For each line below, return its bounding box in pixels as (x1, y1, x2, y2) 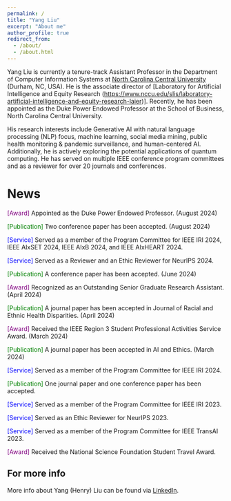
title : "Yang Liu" (7, 17, 60, 23)
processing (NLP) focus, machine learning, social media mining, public (7, 132, 208, 140)
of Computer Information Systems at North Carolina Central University (7, 75, 207, 83)
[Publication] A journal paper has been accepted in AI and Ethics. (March (7, 345, 214, 353)
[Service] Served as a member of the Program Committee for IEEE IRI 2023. (7, 400, 222, 408)
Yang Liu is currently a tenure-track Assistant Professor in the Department (7, 67, 218, 76)
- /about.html (13, 49, 54, 56)
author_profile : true (7, 29, 70, 37)
